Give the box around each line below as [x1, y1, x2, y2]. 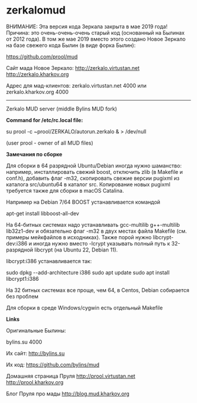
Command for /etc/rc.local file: [6, 116, 83, 123]
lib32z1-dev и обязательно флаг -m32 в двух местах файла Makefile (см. [6, 227, 187, 234]
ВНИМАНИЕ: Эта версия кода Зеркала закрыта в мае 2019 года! [6, 23, 168, 30]
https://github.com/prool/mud [6, 53, 78, 60]
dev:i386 [6, 240, 28, 247]
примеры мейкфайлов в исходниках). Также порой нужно [6, 233, 152, 241]
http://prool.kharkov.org [6, 378, 64, 385]
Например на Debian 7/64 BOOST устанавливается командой [6, 198, 161, 206]
